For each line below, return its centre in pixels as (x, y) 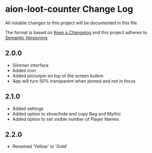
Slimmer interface (30, 65)
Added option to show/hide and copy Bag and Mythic (67, 114)
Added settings (28, 108)
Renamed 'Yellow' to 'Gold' (40, 147)
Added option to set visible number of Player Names (66, 119)
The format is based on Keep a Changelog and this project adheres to (76, 32)
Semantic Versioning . (27, 38)
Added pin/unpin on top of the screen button (58, 76)
